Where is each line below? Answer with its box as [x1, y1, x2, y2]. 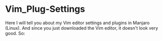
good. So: [5, 30, 25, 36]
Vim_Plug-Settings [5, 3, 85, 15]
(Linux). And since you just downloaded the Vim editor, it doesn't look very [5, 25, 159, 31]
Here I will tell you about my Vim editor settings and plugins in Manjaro [5, 20, 150, 26]
